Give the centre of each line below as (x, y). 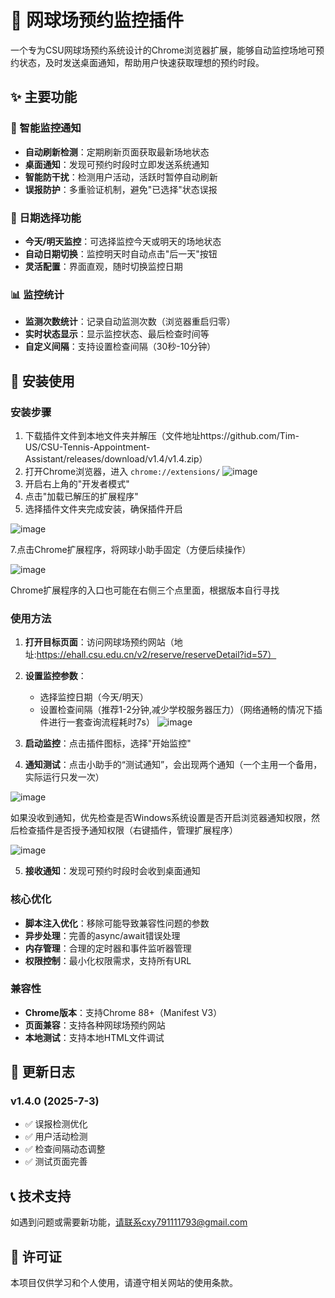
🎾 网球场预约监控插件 (97, 20)
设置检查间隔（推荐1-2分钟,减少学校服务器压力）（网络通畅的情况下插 (181, 710)
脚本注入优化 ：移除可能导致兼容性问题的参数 (117, 923)
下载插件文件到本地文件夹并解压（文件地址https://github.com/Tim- (162, 435)
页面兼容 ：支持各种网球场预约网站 (95, 1025)
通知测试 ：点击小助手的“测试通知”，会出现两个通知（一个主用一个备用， (173, 765)
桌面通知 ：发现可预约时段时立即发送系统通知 (117, 164)
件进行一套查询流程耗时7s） (97, 722)
